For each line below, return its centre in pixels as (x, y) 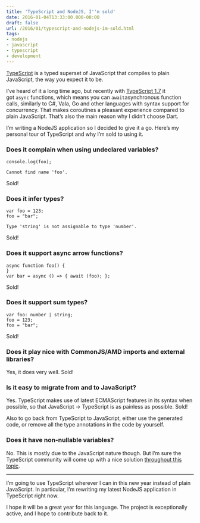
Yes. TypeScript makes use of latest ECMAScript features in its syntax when (99, 400)
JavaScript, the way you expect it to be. (55, 79)
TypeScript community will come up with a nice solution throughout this (94, 459)
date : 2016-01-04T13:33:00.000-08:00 (53, 17)
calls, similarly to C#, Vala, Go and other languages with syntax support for (98, 103)
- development (24, 56)
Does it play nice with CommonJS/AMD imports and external (96, 351)
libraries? (20, 359)
